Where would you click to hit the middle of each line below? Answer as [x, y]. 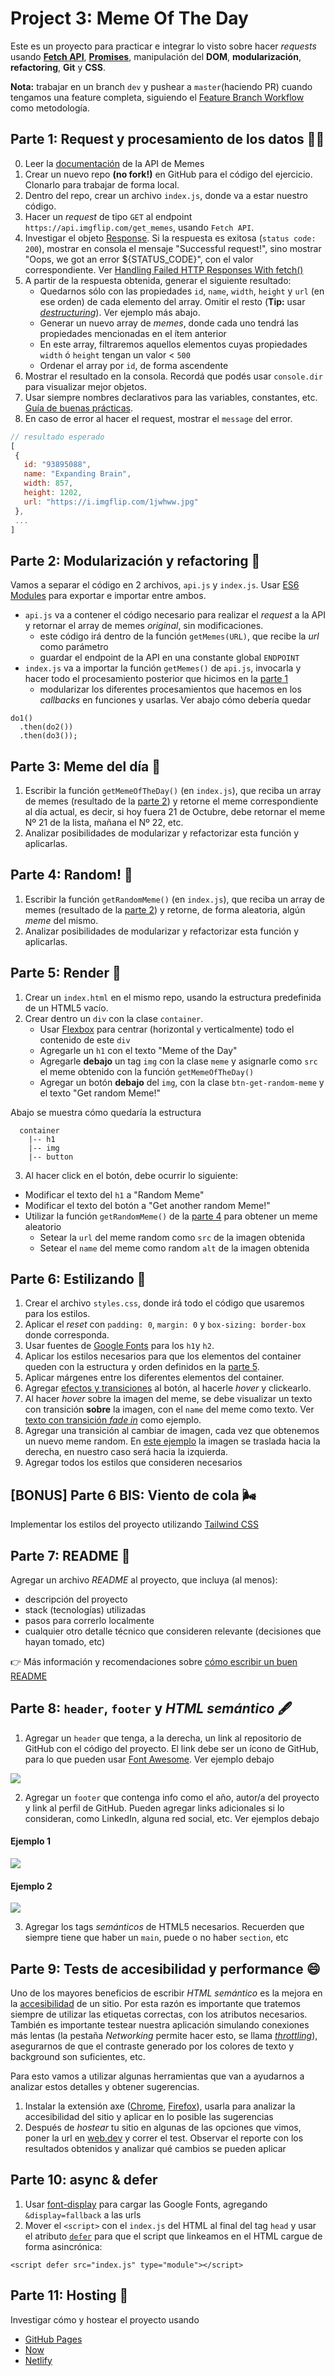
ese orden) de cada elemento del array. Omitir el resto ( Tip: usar [172, 301]
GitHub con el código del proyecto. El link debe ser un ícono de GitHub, [171, 1748]
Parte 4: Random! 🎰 [71, 875]
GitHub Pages [53, 2339]
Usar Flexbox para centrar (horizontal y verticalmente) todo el [167, 1029]
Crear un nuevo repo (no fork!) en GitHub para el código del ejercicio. [168, 174]
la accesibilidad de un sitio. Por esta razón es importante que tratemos [155, 2004]
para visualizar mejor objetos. [86, 386]
